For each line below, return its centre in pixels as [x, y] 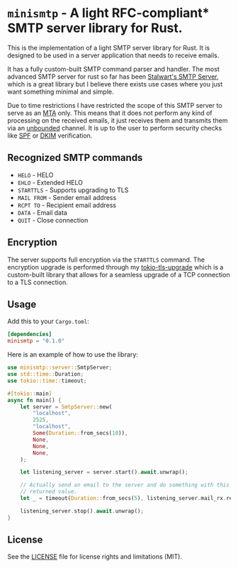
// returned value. [49, 492]
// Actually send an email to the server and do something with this [125, 485]
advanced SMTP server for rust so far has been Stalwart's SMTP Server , [113, 77]
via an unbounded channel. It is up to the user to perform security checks [115, 128]
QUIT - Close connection [53, 220]
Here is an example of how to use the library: [73, 355]
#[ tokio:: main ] [30, 394]
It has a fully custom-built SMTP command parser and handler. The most [113, 69]
